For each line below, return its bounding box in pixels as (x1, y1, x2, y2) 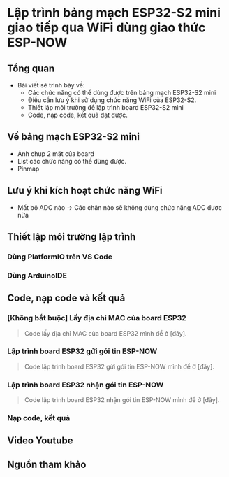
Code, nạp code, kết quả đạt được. (27, 111, 128, 119)
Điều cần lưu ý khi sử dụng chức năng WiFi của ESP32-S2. (27, 96, 197, 104)
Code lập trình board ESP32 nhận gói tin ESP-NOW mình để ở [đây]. (24, 396, 220, 404)
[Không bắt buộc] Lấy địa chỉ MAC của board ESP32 (7, 313, 186, 323)
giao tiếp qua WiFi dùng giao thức (7, 20, 206, 36)
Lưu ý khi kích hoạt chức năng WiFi (7, 185, 163, 197)
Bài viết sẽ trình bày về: (17, 81, 85, 89)
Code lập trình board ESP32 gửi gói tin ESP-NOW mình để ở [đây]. (24, 362, 215, 371)
